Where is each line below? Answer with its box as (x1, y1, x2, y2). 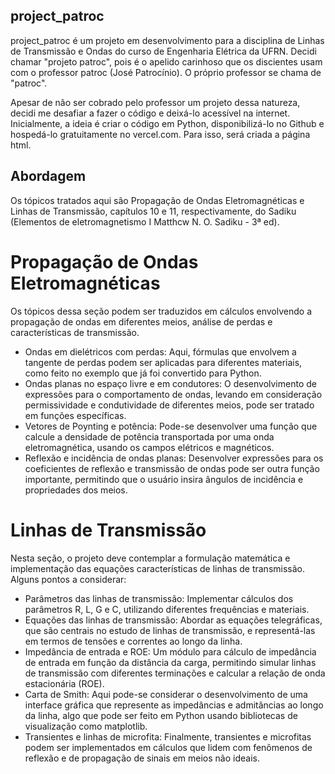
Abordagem (10, 168, 87, 185)
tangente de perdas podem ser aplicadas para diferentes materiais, (24, 356, 303, 368)
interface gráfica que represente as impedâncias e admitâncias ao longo (24, 699, 324, 711)
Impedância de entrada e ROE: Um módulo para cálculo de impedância (24, 645, 317, 658)
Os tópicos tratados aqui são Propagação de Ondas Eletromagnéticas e (10, 194, 305, 206)
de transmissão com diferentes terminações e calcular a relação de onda (24, 667, 326, 679)
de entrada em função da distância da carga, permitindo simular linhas (24, 656, 317, 668)
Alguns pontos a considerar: (10, 573, 127, 585)
